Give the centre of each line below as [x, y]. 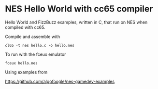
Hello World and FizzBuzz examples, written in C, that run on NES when [76, 22]
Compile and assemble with [33, 37]
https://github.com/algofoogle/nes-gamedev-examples [60, 81]
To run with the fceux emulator [36, 54]
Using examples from [26, 72]
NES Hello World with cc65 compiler [79, 9]
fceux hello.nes [21, 63]
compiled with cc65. [25, 27]
